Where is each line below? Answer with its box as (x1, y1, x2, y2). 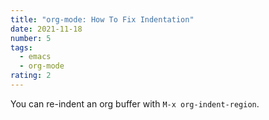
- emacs (19, 52, 52, 62)
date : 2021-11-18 (10, 24, 83, 34)
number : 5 (10, 33, 52, 43)
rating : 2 (10, 71, 52, 81)
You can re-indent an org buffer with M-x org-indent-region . (10, 97, 260, 110)
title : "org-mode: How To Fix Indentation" (10, 14, 195, 25)
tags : (10, 42, 33, 53)
